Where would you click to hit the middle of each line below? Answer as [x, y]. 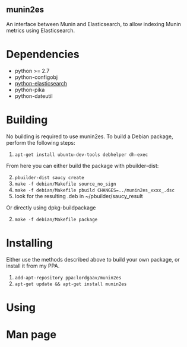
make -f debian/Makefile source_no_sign [65, 184]
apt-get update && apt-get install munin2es [71, 284]
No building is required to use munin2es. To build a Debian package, [90, 136]
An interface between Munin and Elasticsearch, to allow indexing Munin [93, 24]
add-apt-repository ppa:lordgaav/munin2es [68, 278]
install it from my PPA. [33, 266]
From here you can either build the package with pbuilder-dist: [83, 165]
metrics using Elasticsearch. [41, 30]
